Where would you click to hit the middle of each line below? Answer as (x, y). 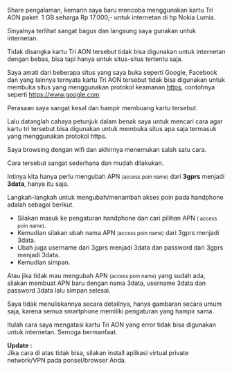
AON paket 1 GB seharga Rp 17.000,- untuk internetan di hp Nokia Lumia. (111, 17)
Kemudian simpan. (44, 262)
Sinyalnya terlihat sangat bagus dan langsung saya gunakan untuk (101, 31)
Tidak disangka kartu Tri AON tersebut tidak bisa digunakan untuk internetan (116, 52)
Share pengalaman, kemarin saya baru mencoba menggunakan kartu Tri (110, 10)
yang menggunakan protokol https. (57, 136)
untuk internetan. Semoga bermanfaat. (62, 332)
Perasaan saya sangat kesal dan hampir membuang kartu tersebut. (102, 108)
